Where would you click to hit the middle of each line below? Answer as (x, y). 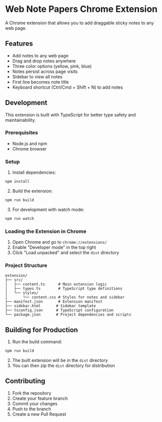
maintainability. (20, 120)
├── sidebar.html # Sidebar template (51, 306)
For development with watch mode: (48, 210)
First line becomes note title (40, 82)
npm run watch (20, 218)
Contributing (25, 381)
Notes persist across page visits (45, 71)
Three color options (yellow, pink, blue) (52, 66)
